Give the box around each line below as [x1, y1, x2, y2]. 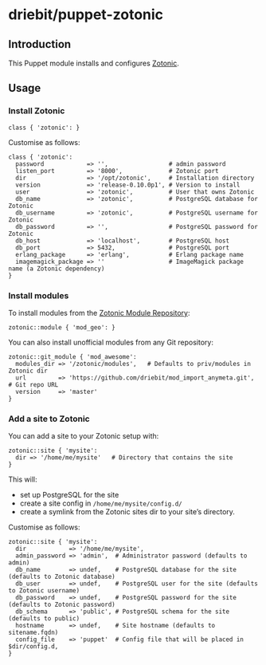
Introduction [8, 37, 72, 51]
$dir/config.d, [8, 643, 59, 651]
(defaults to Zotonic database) [8, 573, 115, 581]
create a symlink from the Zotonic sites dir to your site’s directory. [19, 507, 235, 517]
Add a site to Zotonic [8, 413, 90, 424]
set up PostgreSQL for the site [19, 490, 119, 500]
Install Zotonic [8, 105, 65, 116]
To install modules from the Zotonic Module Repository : [8, 308, 190, 317]
